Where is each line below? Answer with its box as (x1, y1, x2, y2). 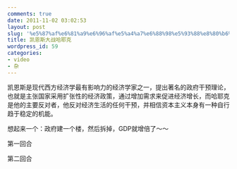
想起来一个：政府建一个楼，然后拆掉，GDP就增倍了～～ (7, 124, 169, 132)
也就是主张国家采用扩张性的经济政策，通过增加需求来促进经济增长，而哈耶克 (7, 92, 230, 100)
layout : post (7, 23, 46, 30)
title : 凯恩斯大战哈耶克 (7, 37, 72, 44)
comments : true (7, 10, 52, 18)
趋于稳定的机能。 (7, 109, 57, 118)
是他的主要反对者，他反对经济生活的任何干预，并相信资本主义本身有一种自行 (7, 100, 230, 109)
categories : (7, 50, 42, 57)
